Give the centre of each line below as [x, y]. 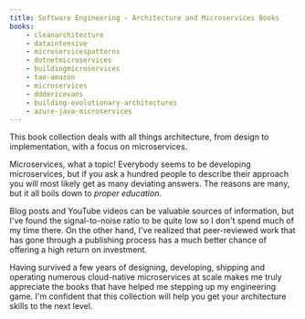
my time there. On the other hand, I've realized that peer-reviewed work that [152, 231]
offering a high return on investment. [79, 250]
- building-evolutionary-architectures [102, 103]
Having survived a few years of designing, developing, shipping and [137, 268]
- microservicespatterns [73, 52]
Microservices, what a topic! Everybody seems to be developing [130, 164]
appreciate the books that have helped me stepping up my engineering [143, 287]
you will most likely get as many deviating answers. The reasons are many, [150, 184]
